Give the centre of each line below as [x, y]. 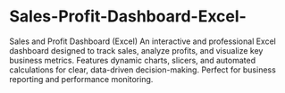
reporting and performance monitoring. [81, 79]
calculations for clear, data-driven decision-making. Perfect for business [143, 70]
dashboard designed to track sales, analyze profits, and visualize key [136, 50]
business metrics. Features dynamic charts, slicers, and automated [133, 60]
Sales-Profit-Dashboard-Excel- [128, 17]
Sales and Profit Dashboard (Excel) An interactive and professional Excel [143, 41]
